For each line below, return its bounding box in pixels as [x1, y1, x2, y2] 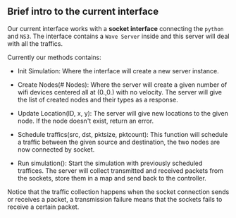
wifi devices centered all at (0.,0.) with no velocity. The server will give [17, 87, 222, 96]
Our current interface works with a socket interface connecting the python [7, 24, 224, 32]
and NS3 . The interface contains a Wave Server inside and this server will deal [7, 32, 230, 40]
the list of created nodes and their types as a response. [17, 95, 178, 104]
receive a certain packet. [7, 202, 80, 211]
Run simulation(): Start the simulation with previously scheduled [17, 159, 203, 167]
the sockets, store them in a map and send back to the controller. [17, 174, 206, 182]
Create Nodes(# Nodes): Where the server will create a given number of [17, 80, 228, 89]
